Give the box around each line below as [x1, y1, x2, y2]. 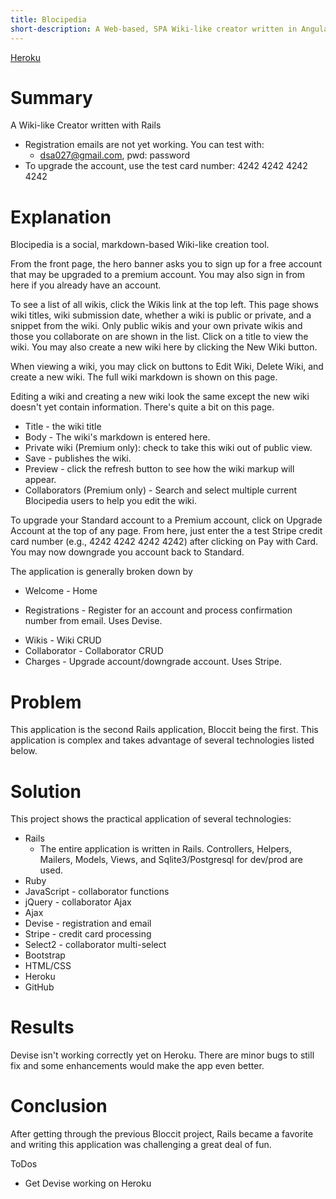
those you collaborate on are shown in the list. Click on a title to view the [10, 331, 309, 343]
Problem [10, 691, 82, 713]
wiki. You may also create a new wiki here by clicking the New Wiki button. [10, 341, 318, 353]
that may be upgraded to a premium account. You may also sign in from [10, 269, 306, 281]
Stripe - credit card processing [24, 928, 152, 940]
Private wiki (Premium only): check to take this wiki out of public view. [24, 442, 313, 454]
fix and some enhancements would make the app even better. [10, 1060, 265, 1072]
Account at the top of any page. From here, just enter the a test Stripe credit [10, 525, 323, 537]
